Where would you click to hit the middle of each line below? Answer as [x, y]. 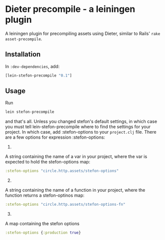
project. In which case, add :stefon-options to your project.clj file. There [81, 132]
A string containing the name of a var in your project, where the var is [76, 157]
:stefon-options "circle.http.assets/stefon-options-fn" [65, 205]
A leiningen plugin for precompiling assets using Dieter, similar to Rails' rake [83, 33]
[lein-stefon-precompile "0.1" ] [39, 76]
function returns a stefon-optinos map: [45, 195]
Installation [23, 54]
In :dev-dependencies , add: [32, 66]
